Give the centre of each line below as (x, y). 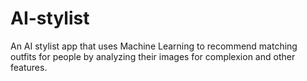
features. (29, 67)
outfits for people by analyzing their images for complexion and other (153, 56)
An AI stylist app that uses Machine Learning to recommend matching (154, 46)
